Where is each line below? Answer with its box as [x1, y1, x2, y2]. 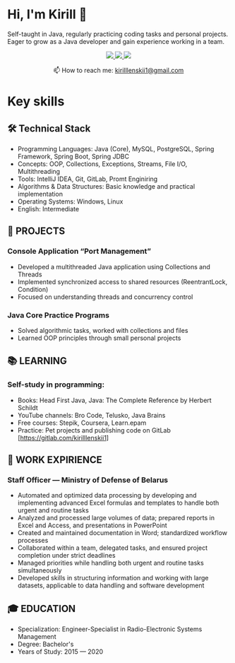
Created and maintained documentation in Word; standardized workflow [17, 529, 228, 537]
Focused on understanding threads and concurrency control [17, 293, 193, 301]
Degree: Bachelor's [17, 640, 74, 649]
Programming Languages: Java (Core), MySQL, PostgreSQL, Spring [17, 144, 215, 153]
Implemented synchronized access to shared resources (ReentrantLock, [17, 277, 228, 286]
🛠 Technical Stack [7, 122, 91, 134]
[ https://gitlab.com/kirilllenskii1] [17, 433, 109, 442]
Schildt [17, 403, 39, 412]
